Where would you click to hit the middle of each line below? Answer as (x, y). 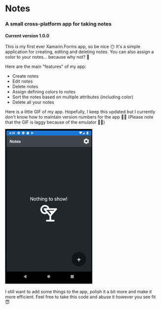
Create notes (25, 76)
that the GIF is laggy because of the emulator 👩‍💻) (55, 122)
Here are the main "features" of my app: (46, 66)
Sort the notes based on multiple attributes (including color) (73, 97)
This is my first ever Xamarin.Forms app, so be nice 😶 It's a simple (73, 47)
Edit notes (22, 81)
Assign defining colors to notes (44, 92)
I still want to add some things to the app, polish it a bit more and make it (79, 292)
